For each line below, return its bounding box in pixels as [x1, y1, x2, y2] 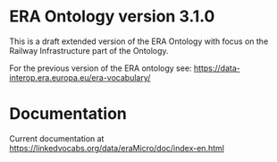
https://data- [193, 63, 241, 73]
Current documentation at [9, 132, 105, 144]
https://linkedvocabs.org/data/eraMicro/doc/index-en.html [9, 142, 225, 153]
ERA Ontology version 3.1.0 [9, 6, 215, 27]
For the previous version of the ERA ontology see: [9, 63, 192, 73]
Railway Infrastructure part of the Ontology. [9, 45, 169, 55]
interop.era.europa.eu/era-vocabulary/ [9, 72, 151, 82]
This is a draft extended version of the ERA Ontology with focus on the [9, 36, 269, 47]
